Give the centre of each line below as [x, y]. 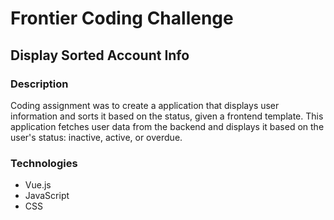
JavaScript [47, 196]
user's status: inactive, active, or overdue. [96, 137]
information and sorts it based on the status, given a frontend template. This [167, 116]
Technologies [44, 163]
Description [39, 84]
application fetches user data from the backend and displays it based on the [167, 126]
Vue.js [38, 185]
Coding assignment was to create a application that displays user [145, 105]
